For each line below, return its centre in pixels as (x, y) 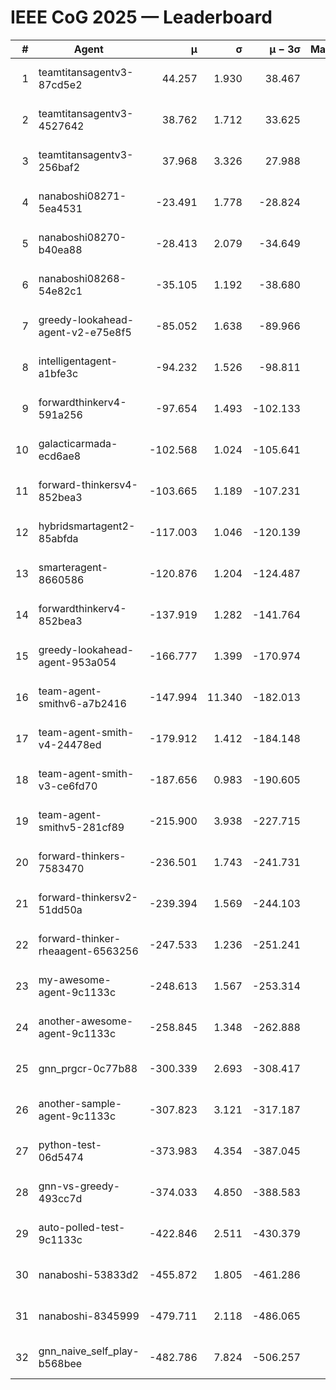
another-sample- (80, 1103)
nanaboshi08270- (82, 237)
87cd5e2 (60, 84)
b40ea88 (60, 249)
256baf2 (59, 167)
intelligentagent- (78, 361)
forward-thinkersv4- (88, 484)
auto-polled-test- (82, 1227)
